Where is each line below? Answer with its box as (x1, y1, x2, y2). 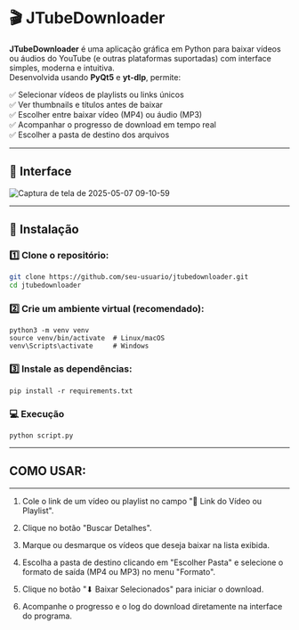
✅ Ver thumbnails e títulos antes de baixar (9, 99, 163, 110)
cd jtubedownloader (9, 281, 82, 290)
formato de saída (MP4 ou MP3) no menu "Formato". (21, 566, 216, 577)
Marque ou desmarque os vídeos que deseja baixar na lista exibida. (21, 539, 270, 550)
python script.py (9, 431, 74, 440)
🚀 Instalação (9, 222, 79, 237)
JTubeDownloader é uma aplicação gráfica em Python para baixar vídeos (9, 43, 282, 54)
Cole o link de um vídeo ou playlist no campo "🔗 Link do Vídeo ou (21, 495, 263, 506)
